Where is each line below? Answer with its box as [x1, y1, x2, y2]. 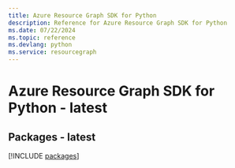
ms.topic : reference [8, 33, 76, 42]
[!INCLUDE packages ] [8, 151, 80, 160]
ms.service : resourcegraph [8, 48, 97, 56]
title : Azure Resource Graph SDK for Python [8, 11, 157, 20]
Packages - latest [8, 130, 96, 144]
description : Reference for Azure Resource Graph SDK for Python [8, 19, 227, 27]
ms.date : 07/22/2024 [8, 26, 76, 34]
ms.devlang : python [8, 41, 73, 49]
